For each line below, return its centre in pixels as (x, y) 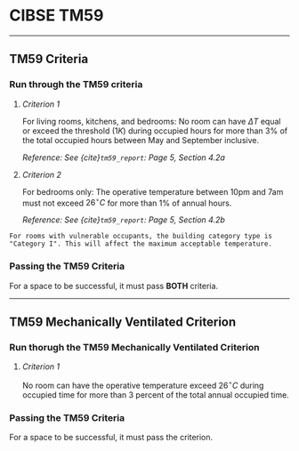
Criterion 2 (42, 174)
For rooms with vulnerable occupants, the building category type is (141, 237)
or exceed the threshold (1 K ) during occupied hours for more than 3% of (154, 131)
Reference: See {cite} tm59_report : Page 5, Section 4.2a (123, 157)
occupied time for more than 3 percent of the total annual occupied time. (155, 395)
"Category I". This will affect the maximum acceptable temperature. (141, 244)
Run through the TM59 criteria (76, 85)
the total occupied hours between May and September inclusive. (141, 140)
